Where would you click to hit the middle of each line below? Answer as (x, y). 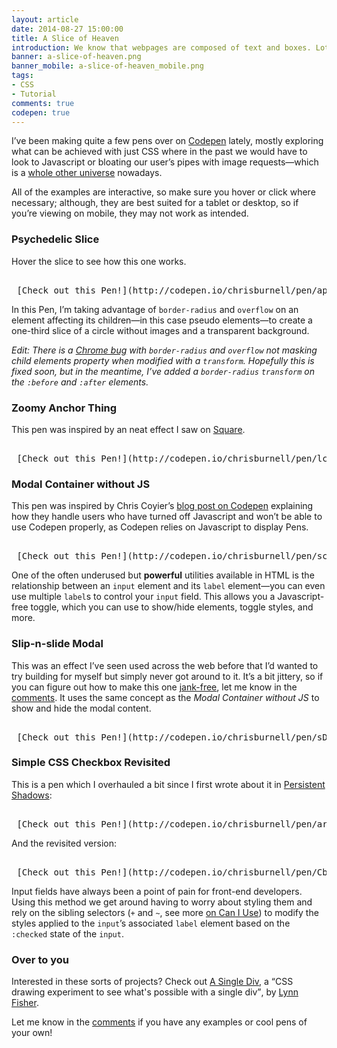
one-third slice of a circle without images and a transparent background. (160, 330)
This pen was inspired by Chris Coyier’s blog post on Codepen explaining (162, 506)
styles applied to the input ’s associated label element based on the (151, 923)
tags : (22, 76)
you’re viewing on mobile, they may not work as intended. (130, 213)
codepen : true (41, 112)
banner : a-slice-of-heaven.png (76, 57)
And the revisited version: (64, 843)
